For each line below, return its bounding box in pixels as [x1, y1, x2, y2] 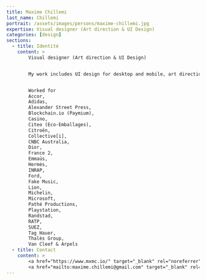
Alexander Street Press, [28, 105, 92, 111]
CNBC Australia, [28, 138, 70, 145]
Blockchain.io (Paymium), [28, 110, 95, 116]
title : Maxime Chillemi [6, 9, 67, 15]
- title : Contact [12, 247, 56, 253]
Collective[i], [28, 133, 67, 139]
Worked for [28, 87, 56, 94]
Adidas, [28, 99, 48, 105]
